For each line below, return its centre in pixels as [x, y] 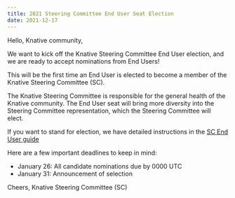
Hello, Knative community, [45, 40]
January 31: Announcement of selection [75, 174]
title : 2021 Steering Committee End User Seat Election [90, 14]
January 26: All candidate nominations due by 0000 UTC [100, 166]
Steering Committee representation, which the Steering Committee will [109, 111]
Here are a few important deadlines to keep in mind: [82, 153]
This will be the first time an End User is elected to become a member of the [117, 75]
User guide [23, 139]
